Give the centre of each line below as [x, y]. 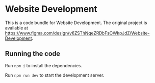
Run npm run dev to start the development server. [55, 75]
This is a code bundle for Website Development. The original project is [76, 23]
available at [17, 28]
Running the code [33, 54]
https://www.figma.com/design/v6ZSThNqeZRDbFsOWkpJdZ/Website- [77, 33]
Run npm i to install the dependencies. [44, 65]
